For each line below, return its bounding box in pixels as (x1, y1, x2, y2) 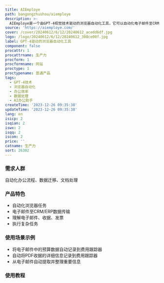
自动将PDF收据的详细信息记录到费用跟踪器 (12, 252, 98, 258)
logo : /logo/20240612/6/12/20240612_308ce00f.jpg (5, 35, 108, 40)
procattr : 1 (5, 48, 29, 53)
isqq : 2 (5, 130, 21, 135)
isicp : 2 (5, 116, 23, 121)
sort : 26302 (5, 148, 29, 153)
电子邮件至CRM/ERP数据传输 (12, 209, 71, 215)
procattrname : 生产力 (5, 52, 47, 58)
